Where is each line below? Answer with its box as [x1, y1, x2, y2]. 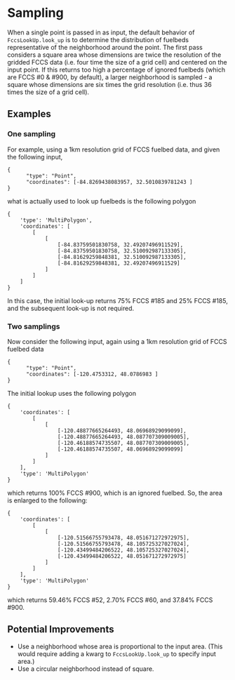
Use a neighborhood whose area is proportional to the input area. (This [17, 642, 223, 651]
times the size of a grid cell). [7, 88, 90, 96]
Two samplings [7, 321, 60, 331]
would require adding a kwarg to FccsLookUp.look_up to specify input [17, 649, 216, 658]
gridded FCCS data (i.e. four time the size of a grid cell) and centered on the [7, 58, 227, 66]
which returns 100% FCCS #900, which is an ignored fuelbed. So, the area [7, 488, 223, 497]
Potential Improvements [7, 623, 114, 636]
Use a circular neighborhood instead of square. [17, 665, 154, 673]
